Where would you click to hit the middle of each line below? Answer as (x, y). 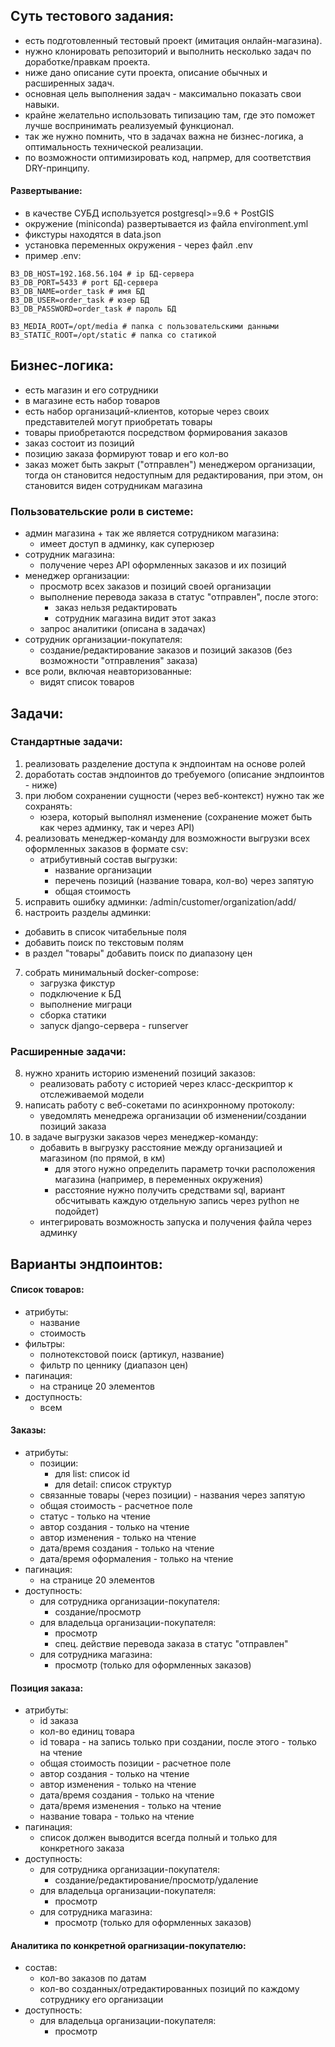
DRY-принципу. (57, 168)
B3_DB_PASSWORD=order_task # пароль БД (93, 309)
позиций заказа (73, 1126)
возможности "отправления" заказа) (118, 661)
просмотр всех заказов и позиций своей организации (155, 586)
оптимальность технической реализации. (114, 146)
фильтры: (44, 1343)
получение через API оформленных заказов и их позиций (163, 565)
